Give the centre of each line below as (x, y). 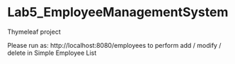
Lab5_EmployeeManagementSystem (118, 12)
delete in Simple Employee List (52, 53)
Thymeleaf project (34, 32)
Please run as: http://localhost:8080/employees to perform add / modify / (114, 45)
